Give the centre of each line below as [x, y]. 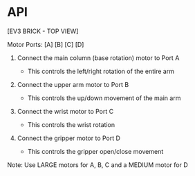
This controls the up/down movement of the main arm [104, 98]
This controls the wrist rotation [71, 124]
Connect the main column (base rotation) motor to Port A [98, 58]
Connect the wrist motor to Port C [65, 111]
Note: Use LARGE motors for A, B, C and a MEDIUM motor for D [98, 165]
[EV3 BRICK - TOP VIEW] [43, 31]
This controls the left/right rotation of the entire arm [101, 71]
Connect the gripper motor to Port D [69, 138]
